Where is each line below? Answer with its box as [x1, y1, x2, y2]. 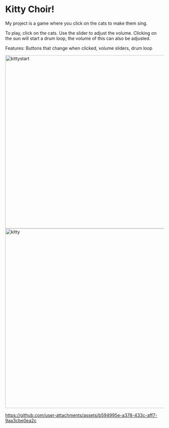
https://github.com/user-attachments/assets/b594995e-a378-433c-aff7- [5, 412, 157, 418]
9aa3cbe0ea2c [5, 417, 37, 423]
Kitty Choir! [5, 4, 55, 15]
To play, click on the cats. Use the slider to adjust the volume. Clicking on [5, 30, 157, 36]
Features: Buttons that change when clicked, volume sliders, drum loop [5, 45, 152, 51]
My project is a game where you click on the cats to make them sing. [5, 20, 148, 26]
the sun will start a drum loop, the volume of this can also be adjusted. [5, 35, 151, 41]
